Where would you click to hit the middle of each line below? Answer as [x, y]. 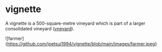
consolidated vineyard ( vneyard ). [40, 28]
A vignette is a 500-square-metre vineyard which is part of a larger [75, 23]
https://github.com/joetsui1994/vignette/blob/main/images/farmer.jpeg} [82, 43]
